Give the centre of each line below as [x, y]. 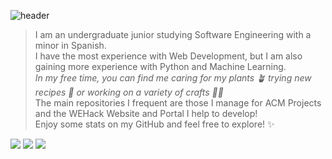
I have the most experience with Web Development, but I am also [168, 56]
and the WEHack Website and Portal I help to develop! [146, 113]
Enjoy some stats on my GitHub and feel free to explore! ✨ [154, 124]
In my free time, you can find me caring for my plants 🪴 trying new [173, 78]
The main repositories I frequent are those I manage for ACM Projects [178, 103]
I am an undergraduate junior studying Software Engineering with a [173, 34]
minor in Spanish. [70, 45]
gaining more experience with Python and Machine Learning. [160, 66]
